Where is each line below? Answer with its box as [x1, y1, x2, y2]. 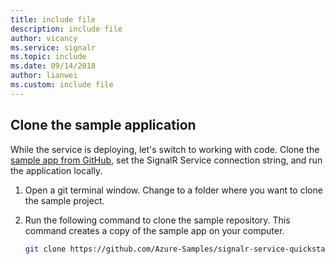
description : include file [10, 24, 123, 34]
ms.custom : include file [10, 80, 114, 90]
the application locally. [10, 164, 103, 176]
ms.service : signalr [10, 42, 97, 53]
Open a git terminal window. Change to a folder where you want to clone [24, 184, 323, 196]
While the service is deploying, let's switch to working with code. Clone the [10, 143, 320, 155]
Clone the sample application [10, 117, 197, 134]
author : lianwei [10, 71, 78, 81]
